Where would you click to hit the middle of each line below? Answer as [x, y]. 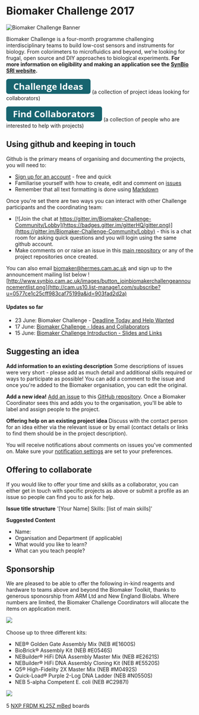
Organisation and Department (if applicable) [69, 538]
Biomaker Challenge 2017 [70, 11]
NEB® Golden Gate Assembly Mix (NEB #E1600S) [75, 644]
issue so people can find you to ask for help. [60, 497]
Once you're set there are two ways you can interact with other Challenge [97, 201]
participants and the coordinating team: [54, 207]
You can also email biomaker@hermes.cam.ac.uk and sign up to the [89, 268]
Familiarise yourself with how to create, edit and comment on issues [98, 183]
